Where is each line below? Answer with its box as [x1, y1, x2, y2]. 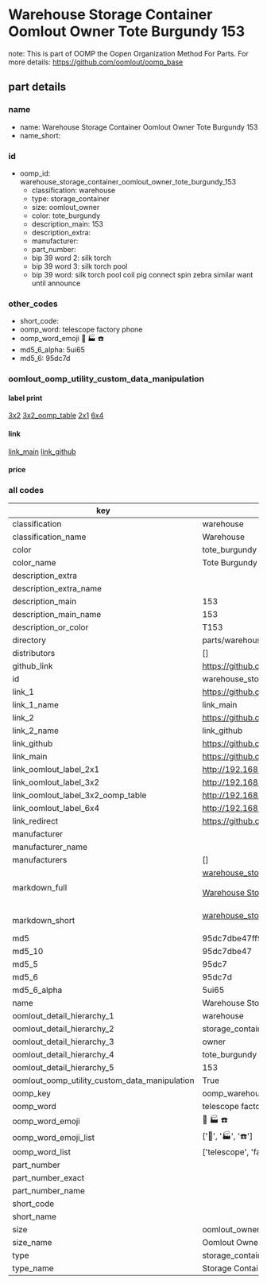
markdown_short [12, 915, 75, 926]
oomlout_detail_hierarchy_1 [12, 1011, 114, 1022]
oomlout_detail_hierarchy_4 [12, 1049, 114, 1061]
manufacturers [12, 855, 68, 866]
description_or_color [12, 622, 89, 633]
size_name [12, 1237, 52, 1248]
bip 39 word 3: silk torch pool [31, 261, 128, 271]
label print [8, 393, 43, 402]
